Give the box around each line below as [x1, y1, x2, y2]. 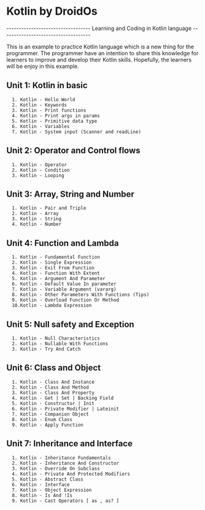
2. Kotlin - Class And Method [12, 384, 89, 390]
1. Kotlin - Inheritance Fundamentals [12, 455, 112, 461]
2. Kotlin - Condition [12, 167, 70, 173]
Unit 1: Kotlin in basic [6, 80, 88, 91]
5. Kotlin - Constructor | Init [12, 400, 95, 406]
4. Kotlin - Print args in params [12, 112, 100, 119]
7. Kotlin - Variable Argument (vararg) [12, 286, 117, 292]
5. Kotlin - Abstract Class [12, 476, 84, 482]
